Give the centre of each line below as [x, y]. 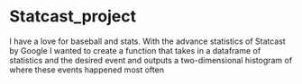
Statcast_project [73, 17]
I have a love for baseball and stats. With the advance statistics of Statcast [147, 41]
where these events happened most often [87, 70]
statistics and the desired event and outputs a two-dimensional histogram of [151, 60]
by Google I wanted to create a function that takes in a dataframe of [135, 50]
